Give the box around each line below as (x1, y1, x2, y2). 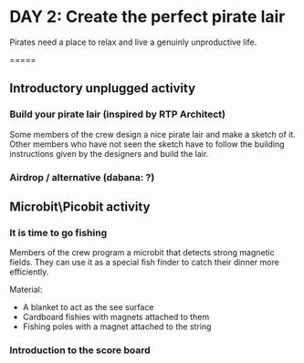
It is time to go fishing (9, 226, 108, 239)
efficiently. (9, 266, 49, 277)
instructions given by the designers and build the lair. (9, 148, 209, 159)
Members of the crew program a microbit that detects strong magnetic (9, 247, 276, 258)
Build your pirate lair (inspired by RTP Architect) (9, 108, 226, 120)
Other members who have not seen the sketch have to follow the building (9, 139, 285, 150)
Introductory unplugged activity (9, 80, 196, 97)
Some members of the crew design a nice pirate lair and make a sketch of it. (9, 129, 297, 140)
